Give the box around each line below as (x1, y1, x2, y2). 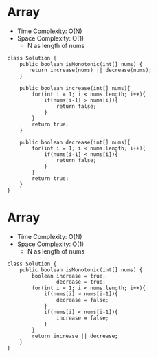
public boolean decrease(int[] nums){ (19, 139, 131, 146)
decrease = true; (56, 278, 106, 285)
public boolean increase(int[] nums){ (19, 85, 131, 91)
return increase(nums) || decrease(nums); (28, 67, 153, 74)
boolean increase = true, (32, 272, 106, 279)
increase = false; (56, 314, 109, 322)
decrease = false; (56, 296, 109, 303)
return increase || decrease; (32, 333, 118, 339)
